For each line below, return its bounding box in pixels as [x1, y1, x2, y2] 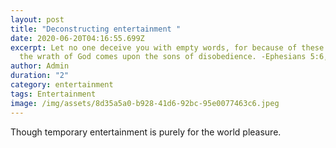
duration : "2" [10, 71, 70, 81]
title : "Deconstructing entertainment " [10, 24, 182, 34]
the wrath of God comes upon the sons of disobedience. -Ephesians [19, 52, 307, 62]
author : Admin [10, 61, 70, 71]
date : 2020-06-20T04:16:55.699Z [10, 33, 145, 43]
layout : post [10, 14, 65, 25]
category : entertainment [10, 80, 114, 90]
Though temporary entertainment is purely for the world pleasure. [10, 126, 282, 138]
